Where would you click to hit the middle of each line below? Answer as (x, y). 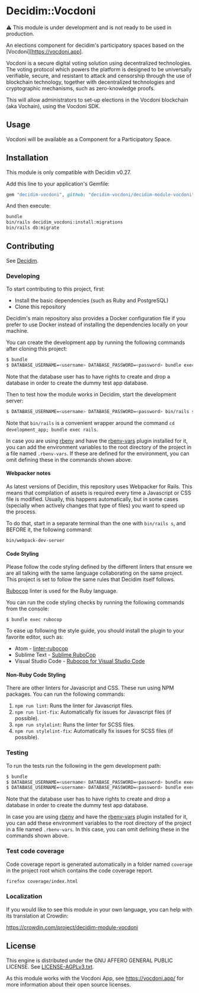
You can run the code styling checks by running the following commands (95, 603)
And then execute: (28, 206)
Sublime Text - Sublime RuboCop (55, 655)
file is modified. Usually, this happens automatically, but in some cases (92, 499)
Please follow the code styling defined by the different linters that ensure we (99, 567)
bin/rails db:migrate (33, 228)
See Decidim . (23, 260)
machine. (17, 331)
